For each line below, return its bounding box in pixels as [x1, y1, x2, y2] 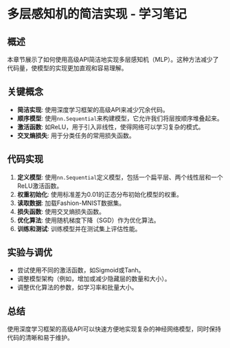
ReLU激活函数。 [16, 182, 63, 190]
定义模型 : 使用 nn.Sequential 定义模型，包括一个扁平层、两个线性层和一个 [16, 173, 223, 181]
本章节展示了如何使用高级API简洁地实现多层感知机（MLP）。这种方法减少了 [7, 56, 219, 63]
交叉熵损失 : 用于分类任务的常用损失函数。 [16, 131, 135, 140]
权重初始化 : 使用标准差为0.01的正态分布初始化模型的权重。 [16, 190, 183, 198]
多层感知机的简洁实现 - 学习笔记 [7, 6, 187, 22]
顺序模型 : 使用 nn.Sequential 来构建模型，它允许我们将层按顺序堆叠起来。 [16, 114, 223, 122]
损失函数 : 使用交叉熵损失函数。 [16, 207, 105, 215]
